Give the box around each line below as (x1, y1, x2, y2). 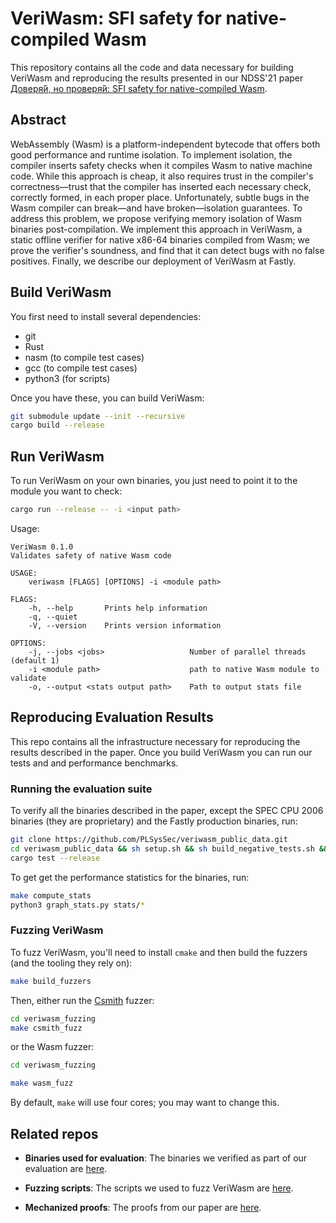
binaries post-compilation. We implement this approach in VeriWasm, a (10, 223, 303, 235)
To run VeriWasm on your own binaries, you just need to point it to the (10, 475, 298, 487)
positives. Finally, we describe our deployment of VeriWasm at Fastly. (10, 255, 297, 267)
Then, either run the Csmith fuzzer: (10, 994, 155, 1006)
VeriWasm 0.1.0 (10, 542, 74, 552)
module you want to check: (10, 485, 123, 497)
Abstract (10, 112, 67, 129)
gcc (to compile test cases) (24, 362, 138, 374)
